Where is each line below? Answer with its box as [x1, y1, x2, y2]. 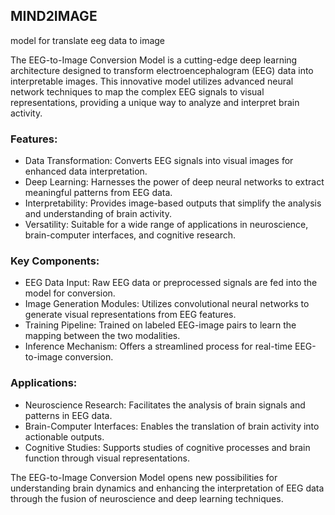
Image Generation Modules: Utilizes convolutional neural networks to [24, 298, 310, 310]
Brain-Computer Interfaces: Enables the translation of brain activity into [24, 420, 320, 432]
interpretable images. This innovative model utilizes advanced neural [10, 75, 294, 87]
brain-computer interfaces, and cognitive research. [24, 229, 237, 241]
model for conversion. [24, 287, 116, 299]
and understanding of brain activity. [24, 208, 172, 220]
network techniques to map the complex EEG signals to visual [10, 85, 265, 98]
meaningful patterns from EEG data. [24, 187, 173, 199]
